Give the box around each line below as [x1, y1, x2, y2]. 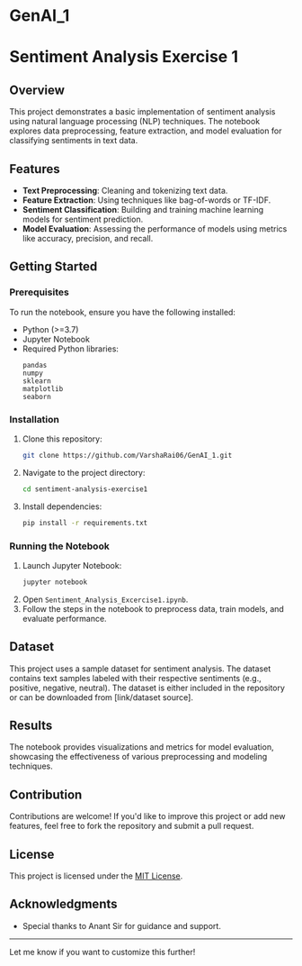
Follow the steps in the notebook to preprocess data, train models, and [22, 603, 285, 614]
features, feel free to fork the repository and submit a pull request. [9, 821, 254, 832]
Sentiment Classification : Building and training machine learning [22, 205, 264, 214]
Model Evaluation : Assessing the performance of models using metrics [22, 223, 288, 234]
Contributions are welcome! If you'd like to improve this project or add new [9, 811, 286, 822]
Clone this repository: [22, 433, 102, 444]
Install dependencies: [22, 501, 102, 512]
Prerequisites [9, 286, 69, 298]
